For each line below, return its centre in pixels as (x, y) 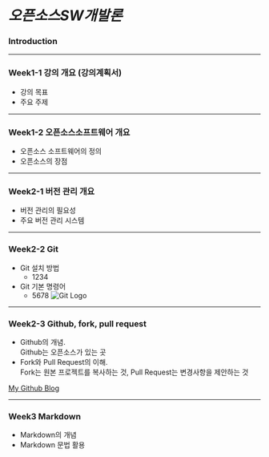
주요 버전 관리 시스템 (52, 220)
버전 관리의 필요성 (48, 210)
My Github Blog (34, 388)
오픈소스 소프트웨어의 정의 (61, 152)
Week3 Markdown (45, 416)
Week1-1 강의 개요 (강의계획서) (65, 73)
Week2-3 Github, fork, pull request (77, 323)
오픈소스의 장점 (44, 161)
